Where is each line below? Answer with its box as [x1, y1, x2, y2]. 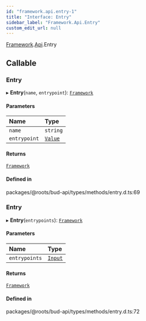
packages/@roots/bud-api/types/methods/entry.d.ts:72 [6, 308, 140, 315]
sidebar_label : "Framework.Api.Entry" [6, 19, 100, 25]
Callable [6, 58, 37, 68]
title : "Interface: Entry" [6, 14, 72, 20]
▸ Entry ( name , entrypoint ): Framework [6, 89, 93, 96]
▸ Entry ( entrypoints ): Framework [6, 217, 83, 224]
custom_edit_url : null [6, 25, 61, 31]
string [44, 127, 63, 134]
